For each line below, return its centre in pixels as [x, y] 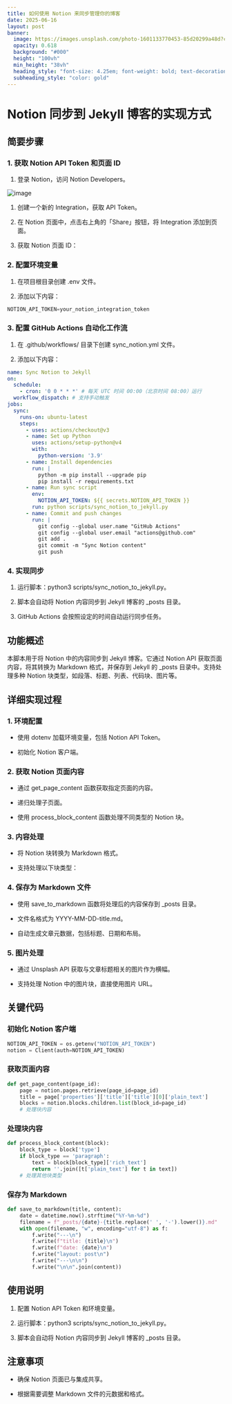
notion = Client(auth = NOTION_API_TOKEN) [66, 1050]
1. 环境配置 [25, 721]
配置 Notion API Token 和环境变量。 [68, 1308]
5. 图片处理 [26, 952]
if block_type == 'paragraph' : [65, 1156]
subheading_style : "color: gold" [61, 78]
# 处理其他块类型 [41, 1175]
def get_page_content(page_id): [54, 1084]
